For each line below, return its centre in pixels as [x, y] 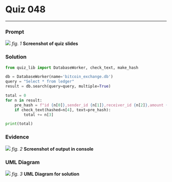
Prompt [15, 32]
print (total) [19, 124]
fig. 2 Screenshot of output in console [52, 149]
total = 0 [16, 96]
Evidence [17, 137]
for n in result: [24, 100]
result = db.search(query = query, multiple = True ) [58, 86]
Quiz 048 [26, 9]
